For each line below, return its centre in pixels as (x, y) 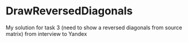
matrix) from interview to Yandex (46, 33)
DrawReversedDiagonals (69, 11)
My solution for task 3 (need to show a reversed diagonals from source (94, 27)
